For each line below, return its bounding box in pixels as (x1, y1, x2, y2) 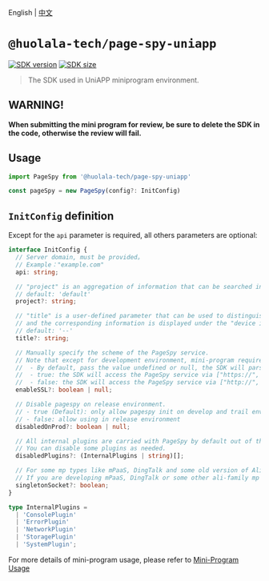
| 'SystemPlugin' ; (15, 540, 78, 548)
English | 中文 (8, 8, 54, 17)
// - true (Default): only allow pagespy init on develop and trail (15, 407, 249, 415)
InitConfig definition (8, 209, 114, 222)
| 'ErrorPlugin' (15, 518, 70, 527)
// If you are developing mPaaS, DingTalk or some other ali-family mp (15, 474, 260, 482)
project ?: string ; (15, 298, 78, 306)
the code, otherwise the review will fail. (8, 128, 142, 138)
